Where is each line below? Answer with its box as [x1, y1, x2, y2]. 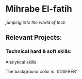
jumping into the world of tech [5, 19, 66, 25]
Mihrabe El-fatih [5, 3, 72, 15]
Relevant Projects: [5, 33, 62, 42]
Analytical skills [5, 59, 37, 65]
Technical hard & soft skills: [5, 48, 72, 55]
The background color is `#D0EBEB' [5, 68, 78, 74]
